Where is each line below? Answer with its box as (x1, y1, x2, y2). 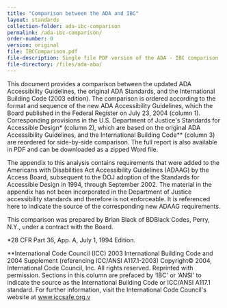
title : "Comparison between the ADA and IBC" (7, 10, 139, 17)
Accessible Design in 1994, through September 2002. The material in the (7, 180, 212, 188)
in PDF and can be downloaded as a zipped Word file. (7, 145, 159, 153)
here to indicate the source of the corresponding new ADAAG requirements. (7, 202, 221, 210)
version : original (7, 42, 59, 49)
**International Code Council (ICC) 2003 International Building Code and (7, 249, 213, 257)
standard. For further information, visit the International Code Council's (7, 285, 207, 294)
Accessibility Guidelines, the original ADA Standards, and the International (7, 87, 215, 95)
